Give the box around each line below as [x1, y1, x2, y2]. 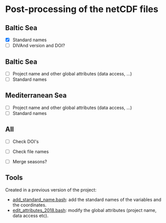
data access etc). [12, 212, 49, 218]
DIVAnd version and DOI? [12, 43, 65, 49]
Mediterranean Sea [5, 91, 67, 100]
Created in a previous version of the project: [5, 187, 97, 193]
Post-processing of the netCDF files [5, 4, 158, 15]
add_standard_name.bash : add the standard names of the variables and [12, 196, 161, 202]
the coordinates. [12, 202, 47, 208]
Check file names [12, 148, 49, 154]
